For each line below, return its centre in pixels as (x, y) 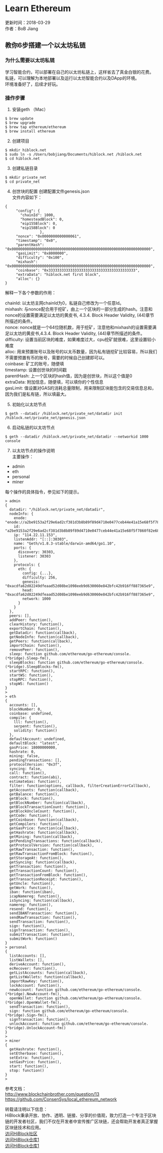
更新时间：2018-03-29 (28, 22)
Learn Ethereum (38, 8)
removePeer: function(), (34, 650)
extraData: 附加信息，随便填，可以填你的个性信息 (54, 382)
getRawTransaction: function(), (42, 849)
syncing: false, (26, 769)
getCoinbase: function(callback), (44, 820)
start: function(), (29, 1066)
